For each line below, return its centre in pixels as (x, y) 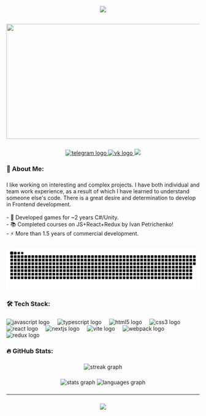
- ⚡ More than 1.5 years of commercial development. (73, 233)
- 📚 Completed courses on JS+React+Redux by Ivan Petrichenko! (90, 224)
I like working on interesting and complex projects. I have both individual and (103, 185)
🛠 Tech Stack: (28, 304)
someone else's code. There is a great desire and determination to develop (101, 198)
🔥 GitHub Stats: (30, 351)
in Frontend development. (39, 204)
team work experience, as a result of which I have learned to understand (98, 191)
